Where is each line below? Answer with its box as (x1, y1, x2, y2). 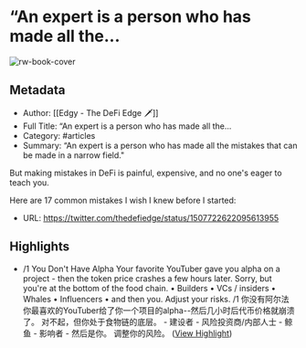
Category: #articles (22, 130, 96, 141)
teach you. (9, 176, 50, 188)
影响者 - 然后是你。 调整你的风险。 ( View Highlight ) (39, 327, 233, 339)
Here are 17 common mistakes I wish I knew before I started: (9, 195, 237, 206)
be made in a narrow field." (22, 149, 125, 161)
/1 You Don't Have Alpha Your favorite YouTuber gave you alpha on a (22, 263, 280, 274)
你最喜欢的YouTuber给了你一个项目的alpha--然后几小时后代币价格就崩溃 (22, 304, 295, 316)
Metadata (9, 82, 66, 98)
